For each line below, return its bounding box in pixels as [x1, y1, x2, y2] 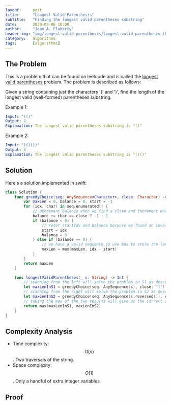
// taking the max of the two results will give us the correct [23, 299, 163, 304]
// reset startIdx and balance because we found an [41, 223, 154, 228]
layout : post [5, 7, 42, 13]
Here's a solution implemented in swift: [5, 179, 87, 186]
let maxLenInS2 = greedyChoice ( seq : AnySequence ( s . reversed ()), [23, 294, 163, 299]
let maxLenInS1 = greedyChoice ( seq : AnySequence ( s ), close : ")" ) [23, 284, 165, 289]
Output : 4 [5, 147, 26, 152]
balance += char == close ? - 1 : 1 [32, 213, 108, 218]
